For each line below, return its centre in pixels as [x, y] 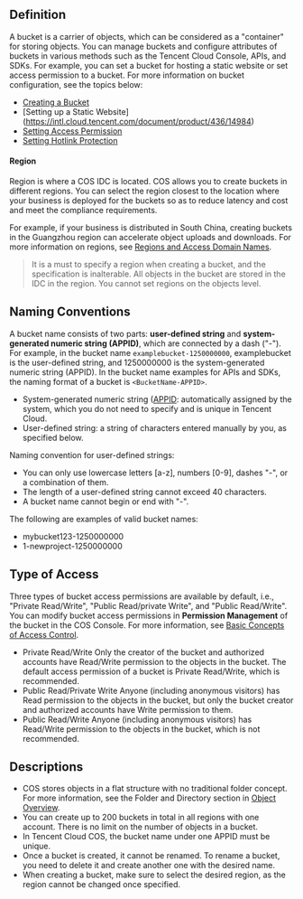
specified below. [53, 437]
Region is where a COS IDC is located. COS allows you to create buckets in [148, 182]
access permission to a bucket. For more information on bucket [127, 75]
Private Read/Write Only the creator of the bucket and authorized [143, 652]
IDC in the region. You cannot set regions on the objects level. [146, 284]
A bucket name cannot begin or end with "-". [106, 501]
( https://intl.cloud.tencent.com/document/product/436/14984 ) [138, 121]
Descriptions [46, 767]
